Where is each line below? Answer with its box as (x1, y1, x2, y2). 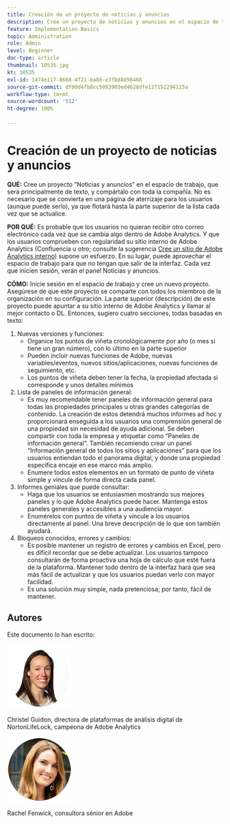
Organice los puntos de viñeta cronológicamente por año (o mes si (27, 336, 216, 345)
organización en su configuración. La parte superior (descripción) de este (7, 294, 216, 302)
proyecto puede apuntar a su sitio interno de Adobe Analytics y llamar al (7, 301, 211, 310)
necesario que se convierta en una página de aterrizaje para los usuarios (7, 194, 214, 203)
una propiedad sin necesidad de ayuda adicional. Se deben (27, 424, 195, 433)
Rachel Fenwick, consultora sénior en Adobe (7, 809, 133, 817)
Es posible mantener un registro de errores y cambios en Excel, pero (27, 541, 221, 549)
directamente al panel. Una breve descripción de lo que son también (27, 519, 220, 527)
